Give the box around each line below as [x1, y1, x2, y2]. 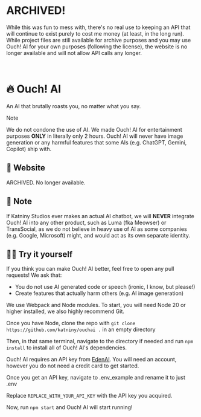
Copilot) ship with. [6, 145, 52, 152]
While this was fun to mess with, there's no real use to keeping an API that [6, 24, 191, 31]
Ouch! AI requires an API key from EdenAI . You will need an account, [6, 356, 177, 363]
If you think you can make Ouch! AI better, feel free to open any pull [6, 265, 174, 273]
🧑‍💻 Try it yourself [6, 249, 73, 259]
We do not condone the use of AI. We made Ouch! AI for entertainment [6, 126, 182, 133]
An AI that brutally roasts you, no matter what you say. [6, 102, 141, 109]
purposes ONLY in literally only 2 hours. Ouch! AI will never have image [6, 132, 183, 140]
